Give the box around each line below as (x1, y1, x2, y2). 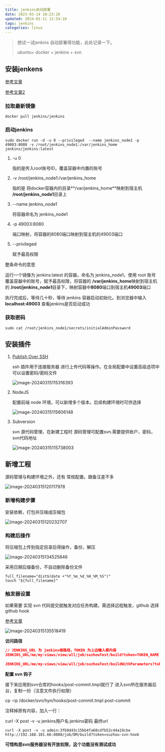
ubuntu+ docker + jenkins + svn (17, 50, 82, 55)
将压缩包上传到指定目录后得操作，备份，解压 (5, 544, 96, 550)
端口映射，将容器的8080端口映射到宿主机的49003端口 (12, 231, 123, 237)
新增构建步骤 (5, 497, 36, 504)
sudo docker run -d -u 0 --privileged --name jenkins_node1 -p (5, 138, 139, 143)
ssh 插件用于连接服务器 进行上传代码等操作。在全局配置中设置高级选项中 (12, 364, 160, 370)
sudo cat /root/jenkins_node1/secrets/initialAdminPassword (5, 325, 131, 330)
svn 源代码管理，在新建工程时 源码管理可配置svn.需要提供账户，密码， (12, 429, 156, 434)
